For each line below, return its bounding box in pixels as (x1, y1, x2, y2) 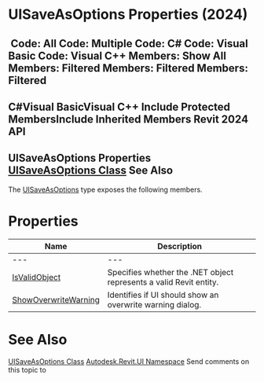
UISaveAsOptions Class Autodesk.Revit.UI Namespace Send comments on (8, 356, 250, 366)
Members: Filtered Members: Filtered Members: (8, 61, 249, 75)
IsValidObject (12, 271, 61, 282)
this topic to (8, 365, 47, 374)
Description (156, 241, 203, 252)
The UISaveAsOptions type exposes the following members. (8, 185, 203, 194)
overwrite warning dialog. (107, 299, 202, 310)
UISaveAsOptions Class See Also (8, 163, 174, 178)
